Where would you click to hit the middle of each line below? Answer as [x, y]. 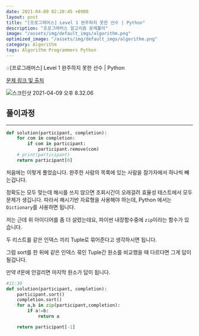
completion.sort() [39, 300]
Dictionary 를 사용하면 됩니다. [41, 207]
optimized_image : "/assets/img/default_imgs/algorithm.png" [82, 39]
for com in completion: [46, 138]
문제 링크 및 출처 [25, 80]
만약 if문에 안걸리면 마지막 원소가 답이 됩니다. [58, 272]
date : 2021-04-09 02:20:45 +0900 [47, 12]
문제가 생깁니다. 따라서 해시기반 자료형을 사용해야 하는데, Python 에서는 [89, 199]
